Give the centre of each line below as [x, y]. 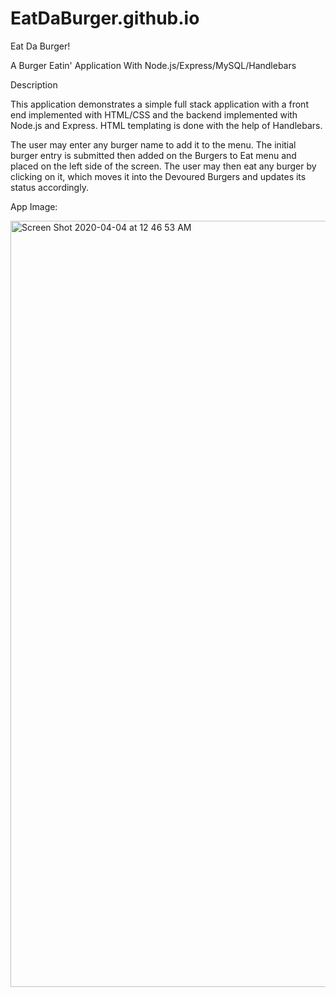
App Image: [34, 206]
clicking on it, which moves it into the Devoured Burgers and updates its [158, 176]
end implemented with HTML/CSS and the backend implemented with [154, 114]
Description [34, 84]
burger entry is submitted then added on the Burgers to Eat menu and [153, 155]
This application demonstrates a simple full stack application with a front [159, 104]
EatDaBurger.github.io [105, 18]
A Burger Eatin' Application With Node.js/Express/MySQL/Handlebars [153, 65]
